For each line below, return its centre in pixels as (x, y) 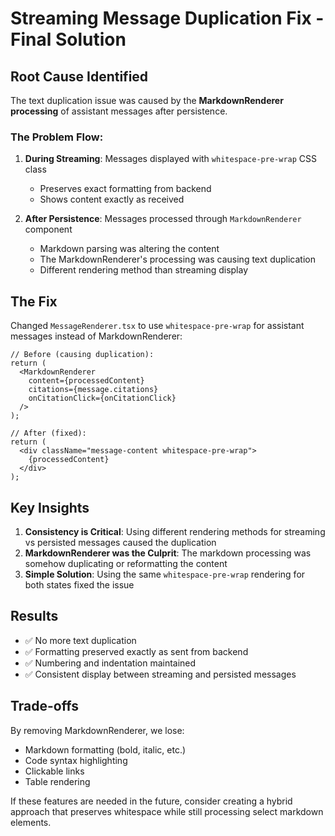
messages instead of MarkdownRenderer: (96, 336)
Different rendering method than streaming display (144, 270)
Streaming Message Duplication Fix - (167, 18)
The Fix (34, 301)
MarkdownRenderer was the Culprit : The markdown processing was (168, 553)
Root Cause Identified (79, 76)
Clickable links (54, 771)
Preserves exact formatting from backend (125, 189)
